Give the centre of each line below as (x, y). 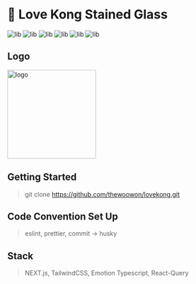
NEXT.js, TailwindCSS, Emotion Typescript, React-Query (106, 273)
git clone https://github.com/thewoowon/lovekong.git (102, 194)
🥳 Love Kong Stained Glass (88, 15)
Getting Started (42, 177)
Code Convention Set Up (63, 216)
